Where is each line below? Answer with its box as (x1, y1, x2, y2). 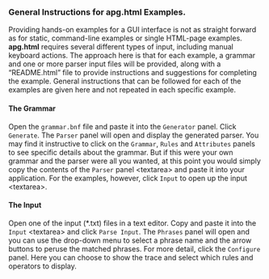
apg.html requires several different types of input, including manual (8, 42, 234, 52)
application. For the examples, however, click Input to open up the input (8, 173, 248, 183)
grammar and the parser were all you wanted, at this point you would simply (8, 156, 261, 166)
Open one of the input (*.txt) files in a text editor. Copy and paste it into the (8, 218, 257, 228)
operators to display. (8, 261, 77, 271)
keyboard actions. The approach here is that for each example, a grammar (8, 51, 256, 61)
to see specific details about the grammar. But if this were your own (8, 147, 233, 157)
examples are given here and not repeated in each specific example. (8, 85, 237, 95)
